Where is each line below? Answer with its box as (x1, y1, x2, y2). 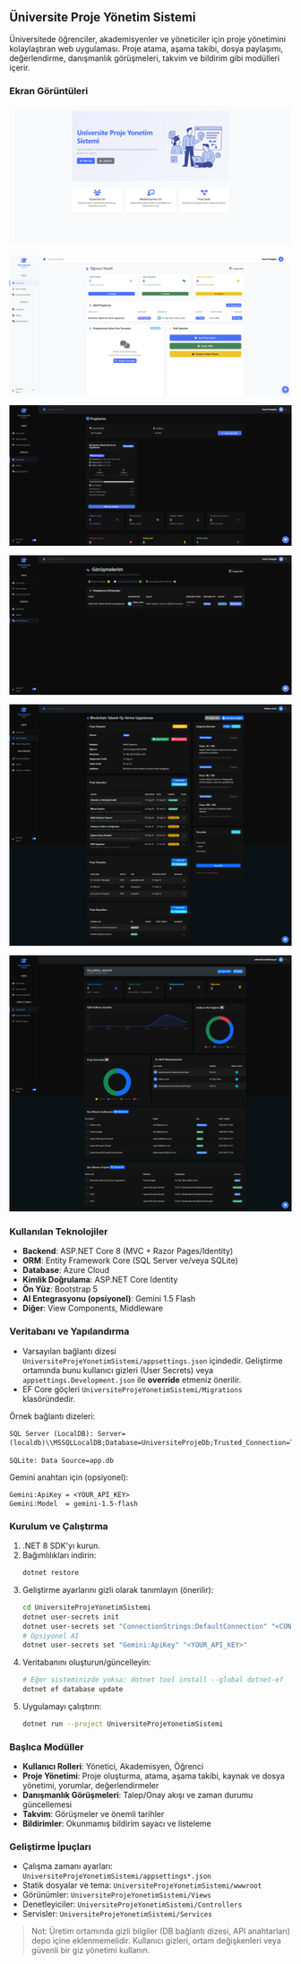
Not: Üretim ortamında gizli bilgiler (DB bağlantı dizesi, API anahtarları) (30, 1925, 291, 1937)
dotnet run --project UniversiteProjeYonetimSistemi (21, 1719, 224, 1728)
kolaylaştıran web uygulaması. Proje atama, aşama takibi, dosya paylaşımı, (9, 43, 284, 54)
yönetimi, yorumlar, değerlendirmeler (21, 1780, 159, 1791)
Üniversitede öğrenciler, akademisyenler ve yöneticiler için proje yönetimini (9, 33, 287, 44)
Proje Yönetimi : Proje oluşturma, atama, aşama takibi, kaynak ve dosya (21, 1770, 285, 1781)
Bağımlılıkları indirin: (21, 1550, 97, 1561)
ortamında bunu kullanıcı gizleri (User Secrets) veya (21, 1364, 214, 1375)
